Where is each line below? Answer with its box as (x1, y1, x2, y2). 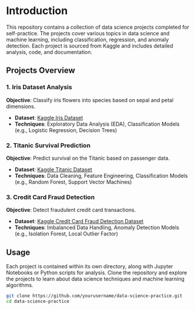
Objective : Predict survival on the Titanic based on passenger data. (6, 154, 170, 161)
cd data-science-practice (6, 298, 69, 304)
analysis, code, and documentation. (6, 48, 93, 55)
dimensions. (6, 103, 36, 110)
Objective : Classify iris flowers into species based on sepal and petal (6, 96, 174, 103)
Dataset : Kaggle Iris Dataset (14, 114, 83, 121)
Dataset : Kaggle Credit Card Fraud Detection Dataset (14, 218, 144, 225)
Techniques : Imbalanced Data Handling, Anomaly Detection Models (14, 224, 180, 231)
